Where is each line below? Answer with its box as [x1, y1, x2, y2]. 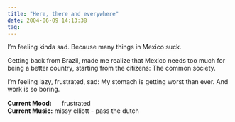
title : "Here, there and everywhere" [7, 10, 119, 18]
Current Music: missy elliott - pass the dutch [7, 106, 140, 115]
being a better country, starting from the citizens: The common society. [7, 64, 217, 73]
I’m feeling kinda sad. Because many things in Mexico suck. [7, 43, 182, 51]
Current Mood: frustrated [7, 99, 91, 108]
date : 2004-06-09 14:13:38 [7, 17, 87, 24]
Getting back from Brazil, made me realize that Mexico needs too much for [7, 56, 226, 65]
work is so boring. [7, 85, 60, 94]
